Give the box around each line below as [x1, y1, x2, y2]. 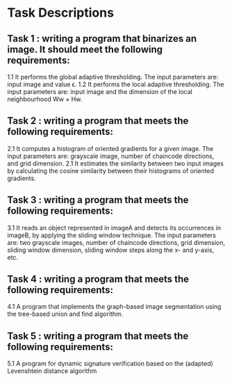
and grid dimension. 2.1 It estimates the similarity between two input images [7, 159, 224, 168]
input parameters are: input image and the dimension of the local [7, 88, 192, 95]
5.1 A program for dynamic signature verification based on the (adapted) [7, 360, 214, 368]
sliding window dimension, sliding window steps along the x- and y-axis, [7, 246, 215, 254]
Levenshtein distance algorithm [7, 367, 97, 375]
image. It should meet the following [7, 43, 163, 55]
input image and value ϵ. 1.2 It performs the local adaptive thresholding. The [7, 80, 224, 88]
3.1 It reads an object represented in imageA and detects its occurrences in [7, 223, 222, 232]
